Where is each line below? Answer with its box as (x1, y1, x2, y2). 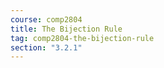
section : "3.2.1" (10, 42, 83, 53)
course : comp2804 (10, 14, 83, 25)
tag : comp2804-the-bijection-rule (10, 33, 155, 43)
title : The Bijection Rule (10, 24, 123, 34)
